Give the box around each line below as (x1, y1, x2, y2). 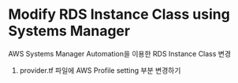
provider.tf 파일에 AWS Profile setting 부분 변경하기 (19, 65, 181, 75)
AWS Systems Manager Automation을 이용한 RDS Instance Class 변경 (8, 49, 231, 58)
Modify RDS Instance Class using (8, 5, 230, 23)
